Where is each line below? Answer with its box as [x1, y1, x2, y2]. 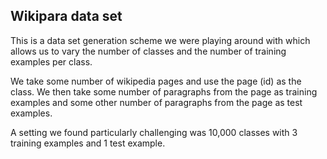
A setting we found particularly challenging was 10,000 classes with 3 [10, 126, 298, 138]
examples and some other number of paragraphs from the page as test [10, 96, 303, 108]
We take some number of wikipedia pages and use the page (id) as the [10, 75, 302, 87]
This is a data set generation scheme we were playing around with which [10, 34, 311, 46]
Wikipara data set [10, 8, 123, 25]
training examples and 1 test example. [10, 137, 166, 149]
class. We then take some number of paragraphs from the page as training [10, 85, 318, 98]
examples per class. [10, 55, 93, 68]
